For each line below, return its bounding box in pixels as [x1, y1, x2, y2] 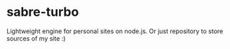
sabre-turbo [6, 4, 79, 20]
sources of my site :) [6, 34, 66, 42]
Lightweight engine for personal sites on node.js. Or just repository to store [6, 27, 224, 35]
